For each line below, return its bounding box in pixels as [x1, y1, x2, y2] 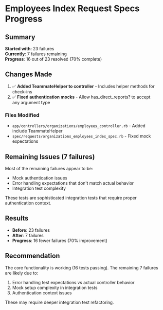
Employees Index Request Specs [5, 3, 140, 14]
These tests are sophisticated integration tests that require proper [5, 195, 137, 200]
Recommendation [5, 252, 60, 260]
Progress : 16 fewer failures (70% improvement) [12, 238, 108, 244]
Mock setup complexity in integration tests [12, 285, 98, 290]
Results [5, 214, 29, 222]
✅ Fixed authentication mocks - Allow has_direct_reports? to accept [12, 94, 151, 100]
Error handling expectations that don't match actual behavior [12, 180, 134, 186]
